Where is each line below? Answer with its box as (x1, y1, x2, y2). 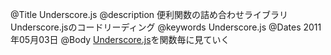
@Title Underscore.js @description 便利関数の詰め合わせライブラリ (10, 9, 289, 20)
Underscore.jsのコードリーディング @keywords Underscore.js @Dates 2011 (10, 21, 322, 33)
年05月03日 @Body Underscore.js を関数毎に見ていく (10, 34, 230, 45)
